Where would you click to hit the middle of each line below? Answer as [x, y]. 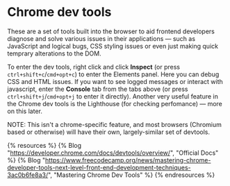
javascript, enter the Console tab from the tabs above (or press [98, 89]
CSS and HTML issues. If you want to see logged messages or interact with [115, 81]
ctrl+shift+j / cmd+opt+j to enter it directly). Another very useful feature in [113, 96]
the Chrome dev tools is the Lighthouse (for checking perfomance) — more [115, 103]
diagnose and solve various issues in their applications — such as [101, 38]
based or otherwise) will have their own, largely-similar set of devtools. [109, 132]
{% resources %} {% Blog [44, 145]
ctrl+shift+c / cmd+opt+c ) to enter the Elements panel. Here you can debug [113, 74]
